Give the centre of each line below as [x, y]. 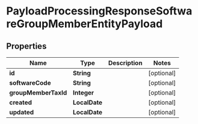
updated [22, 112]
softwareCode [30, 83]
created [20, 102]
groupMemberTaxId [38, 93]
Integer [84, 93]
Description [125, 63]
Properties [26, 46]
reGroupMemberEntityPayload [85, 24]
